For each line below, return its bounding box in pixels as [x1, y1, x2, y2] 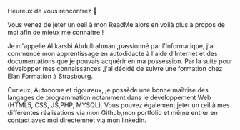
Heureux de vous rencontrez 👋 [7, 7, 98, 15]
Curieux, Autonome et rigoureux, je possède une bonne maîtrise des [7, 86, 209, 94]
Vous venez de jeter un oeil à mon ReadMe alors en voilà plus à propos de [7, 21, 225, 28]
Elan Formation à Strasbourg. [7, 72, 93, 80]
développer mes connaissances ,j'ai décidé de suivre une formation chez [7, 65, 223, 72]
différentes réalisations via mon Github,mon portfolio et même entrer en [7, 109, 218, 117]
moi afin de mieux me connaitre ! [7, 28, 104, 36]
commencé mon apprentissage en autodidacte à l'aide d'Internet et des [7, 50, 218, 58]
